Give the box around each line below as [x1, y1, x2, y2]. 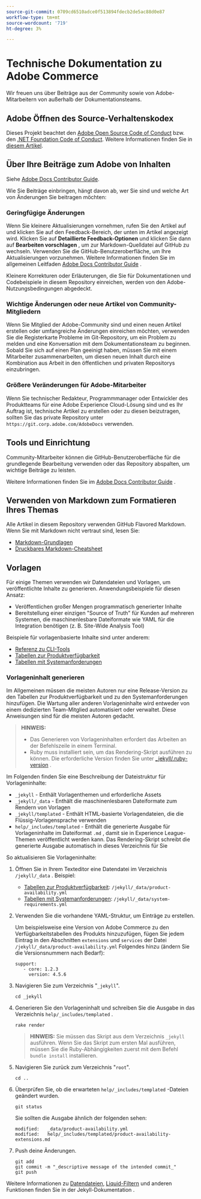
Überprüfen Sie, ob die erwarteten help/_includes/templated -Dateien [14, 1086, 189, 1093]
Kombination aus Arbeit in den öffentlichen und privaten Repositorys [6, 359, 175, 367]
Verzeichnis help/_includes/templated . [14, 1011, 113, 1018]
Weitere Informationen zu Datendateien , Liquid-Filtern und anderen [6, 1180, 172, 1187]
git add [14, 1159, 34, 1165]
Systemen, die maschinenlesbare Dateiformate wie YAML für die [14, 616, 175, 623]
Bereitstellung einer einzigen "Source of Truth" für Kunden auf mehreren [14, 609, 194, 617]
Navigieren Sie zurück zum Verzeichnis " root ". [14, 1064, 130, 1071]
